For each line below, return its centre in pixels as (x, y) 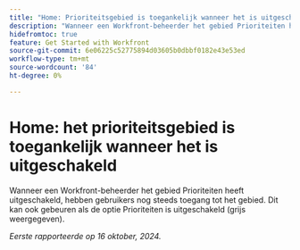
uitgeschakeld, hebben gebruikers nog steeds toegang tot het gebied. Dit (144, 200)
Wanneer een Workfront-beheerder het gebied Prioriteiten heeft (127, 190)
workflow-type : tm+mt (50, 59)
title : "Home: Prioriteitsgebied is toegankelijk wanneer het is (133, 17)
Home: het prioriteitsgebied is (122, 127)
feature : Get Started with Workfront (79, 42)
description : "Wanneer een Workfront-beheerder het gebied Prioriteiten (147, 26)
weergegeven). (37, 219)
